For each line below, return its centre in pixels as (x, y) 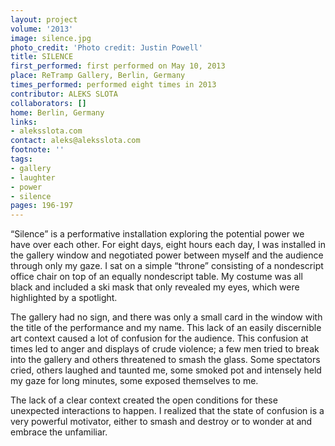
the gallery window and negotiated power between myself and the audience (167, 255)
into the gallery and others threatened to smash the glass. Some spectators (165, 360)
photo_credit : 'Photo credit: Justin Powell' (106, 47)
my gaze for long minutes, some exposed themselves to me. (134, 381)
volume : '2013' (42, 29)
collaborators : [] (48, 103)
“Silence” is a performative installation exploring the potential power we (157, 234)
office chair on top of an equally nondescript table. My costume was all (156, 277)
